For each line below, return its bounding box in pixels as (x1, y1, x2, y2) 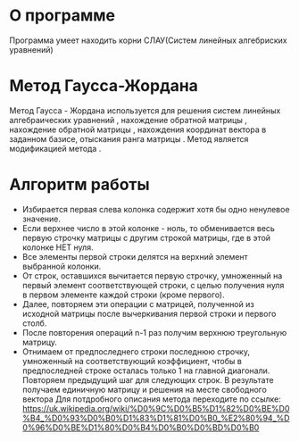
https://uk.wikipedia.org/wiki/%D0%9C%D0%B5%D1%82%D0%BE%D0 (21, 403, 290, 413)
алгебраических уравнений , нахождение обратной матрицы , (9, 114, 247, 125)
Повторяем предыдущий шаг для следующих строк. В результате (21, 374, 274, 385)
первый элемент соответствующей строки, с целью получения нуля (21, 279, 285, 290)
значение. (21, 213, 61, 224)
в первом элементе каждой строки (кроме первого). (21, 289, 225, 300)
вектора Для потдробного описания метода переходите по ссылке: (21, 394, 281, 404)
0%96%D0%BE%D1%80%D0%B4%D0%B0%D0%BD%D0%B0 (21, 421, 260, 433)
